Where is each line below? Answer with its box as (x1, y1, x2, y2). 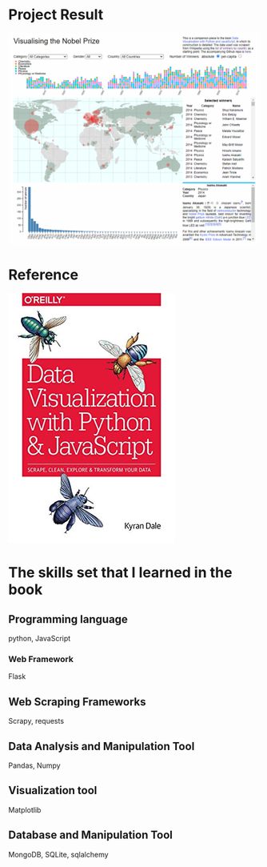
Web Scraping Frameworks (8, 695, 146, 708)
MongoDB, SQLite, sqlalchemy (8, 849, 110, 859)
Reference (8, 266, 78, 284)
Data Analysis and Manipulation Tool (8, 739, 195, 753)
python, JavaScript (8, 634, 71, 644)
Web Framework (8, 654, 74, 665)
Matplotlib (8, 805, 42, 814)
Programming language (8, 612, 128, 626)
